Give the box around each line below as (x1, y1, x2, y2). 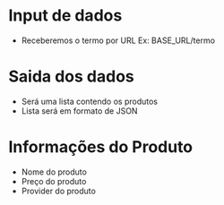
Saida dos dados (8, 66, 135, 87)
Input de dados (8, 5, 123, 26)
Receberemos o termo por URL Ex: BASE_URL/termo (21, 35, 216, 46)
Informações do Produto (8, 137, 194, 158)
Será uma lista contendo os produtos (21, 96, 159, 107)
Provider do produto (21, 185, 96, 196)
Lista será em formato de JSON (21, 105, 138, 116)
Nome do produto (21, 167, 87, 177)
